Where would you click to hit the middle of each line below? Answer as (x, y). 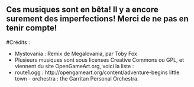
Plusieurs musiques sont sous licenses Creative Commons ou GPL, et (99, 60)
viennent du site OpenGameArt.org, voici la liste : (74, 66)
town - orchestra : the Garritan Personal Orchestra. (77, 78)
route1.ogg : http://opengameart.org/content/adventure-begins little (97, 72)
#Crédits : (18, 42)
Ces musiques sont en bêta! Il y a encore (82, 10)
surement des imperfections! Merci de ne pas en (98, 19)
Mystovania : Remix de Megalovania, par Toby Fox (76, 53)
